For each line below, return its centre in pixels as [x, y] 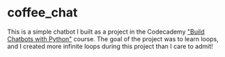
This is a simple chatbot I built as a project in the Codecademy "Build [106, 32]
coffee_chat [42, 13]
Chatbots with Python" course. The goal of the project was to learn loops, [113, 38]
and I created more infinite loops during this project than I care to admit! [110, 46]
